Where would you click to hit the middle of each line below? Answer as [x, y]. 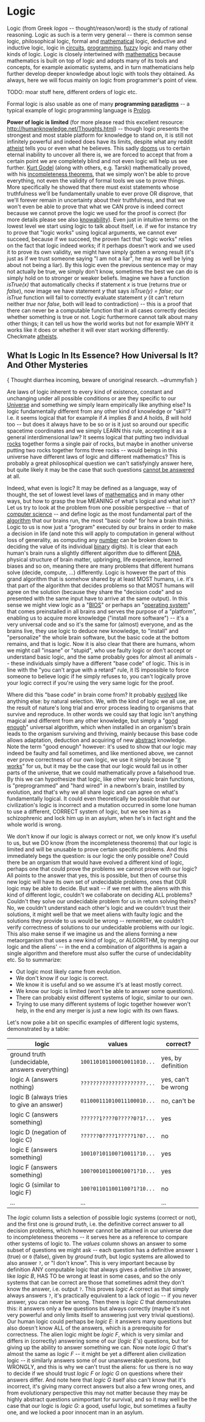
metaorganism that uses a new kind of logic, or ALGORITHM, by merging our [103, 940]
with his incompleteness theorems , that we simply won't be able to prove [98, 174]
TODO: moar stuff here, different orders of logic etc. [72, 92]
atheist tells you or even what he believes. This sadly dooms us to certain [99, 148]
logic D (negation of [38, 1132]
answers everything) [40, 1069]
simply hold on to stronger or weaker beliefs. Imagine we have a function [98, 278]
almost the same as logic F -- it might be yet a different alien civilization [96, 1354]
